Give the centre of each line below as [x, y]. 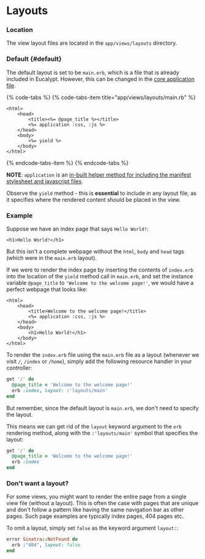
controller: [19, 368]
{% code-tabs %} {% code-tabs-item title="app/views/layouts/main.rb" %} [101, 97]
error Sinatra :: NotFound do [42, 539]
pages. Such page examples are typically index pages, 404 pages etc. [95, 516]
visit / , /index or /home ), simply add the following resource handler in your [99, 362]
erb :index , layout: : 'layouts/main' [60, 390]
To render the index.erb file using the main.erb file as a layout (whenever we [103, 355]
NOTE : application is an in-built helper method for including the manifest [99, 175]
